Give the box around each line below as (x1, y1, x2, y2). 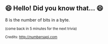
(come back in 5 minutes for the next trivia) (5, 26, 77, 31)
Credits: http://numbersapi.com (5, 34, 57, 39)
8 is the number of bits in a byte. (5, 17, 70, 22)
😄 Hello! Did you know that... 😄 (5, 4, 104, 12)
